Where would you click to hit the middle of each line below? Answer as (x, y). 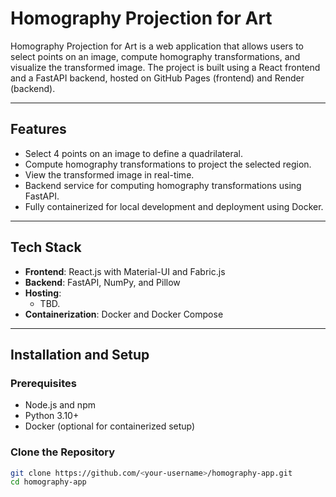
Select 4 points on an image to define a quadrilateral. (134, 153)
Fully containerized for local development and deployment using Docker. (174, 206)
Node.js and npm (60, 405)
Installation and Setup (80, 354)
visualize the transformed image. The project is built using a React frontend (165, 67)
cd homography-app (48, 482)
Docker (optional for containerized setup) (110, 426)
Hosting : (43, 293)
